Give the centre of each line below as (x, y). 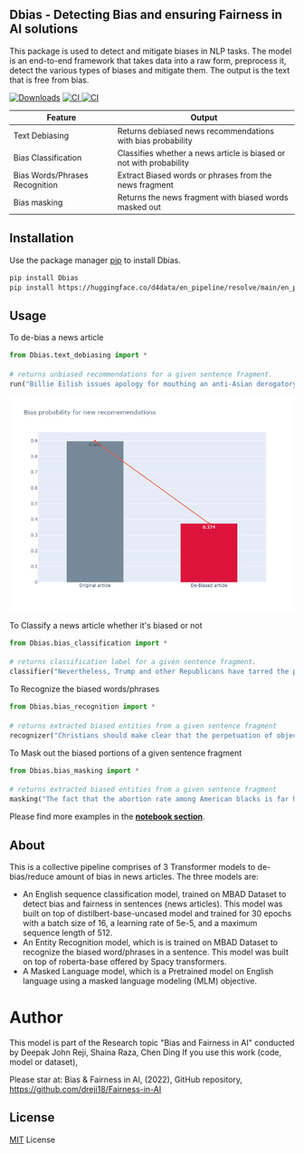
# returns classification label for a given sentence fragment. (133, 662)
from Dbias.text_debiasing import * (78, 356)
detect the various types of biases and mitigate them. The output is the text (150, 70)
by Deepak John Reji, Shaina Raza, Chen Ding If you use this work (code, (146, 1052)
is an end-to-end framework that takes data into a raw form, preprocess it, (148, 60)
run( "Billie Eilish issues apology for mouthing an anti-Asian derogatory (153, 384)
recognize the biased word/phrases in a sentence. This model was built (156, 952)
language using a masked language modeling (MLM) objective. (140, 981)
